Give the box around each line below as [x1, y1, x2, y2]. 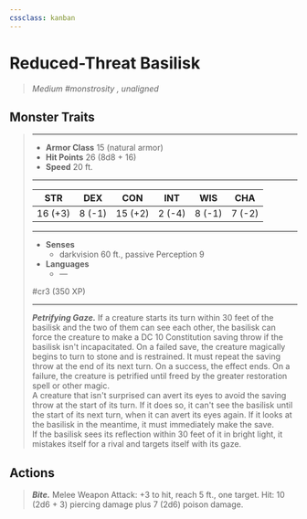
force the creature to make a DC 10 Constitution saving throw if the [31, 332, 283, 343]
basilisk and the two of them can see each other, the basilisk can [31, 322, 276, 334]
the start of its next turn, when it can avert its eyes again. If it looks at [31, 409, 292, 420]
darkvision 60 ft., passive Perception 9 [58, 249, 205, 260]
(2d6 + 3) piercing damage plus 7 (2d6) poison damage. [31, 499, 244, 510]
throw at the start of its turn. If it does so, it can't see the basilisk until [31, 399, 293, 411]
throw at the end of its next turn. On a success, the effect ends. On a [31, 361, 291, 372]
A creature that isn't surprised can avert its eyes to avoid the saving [31, 390, 287, 401]
